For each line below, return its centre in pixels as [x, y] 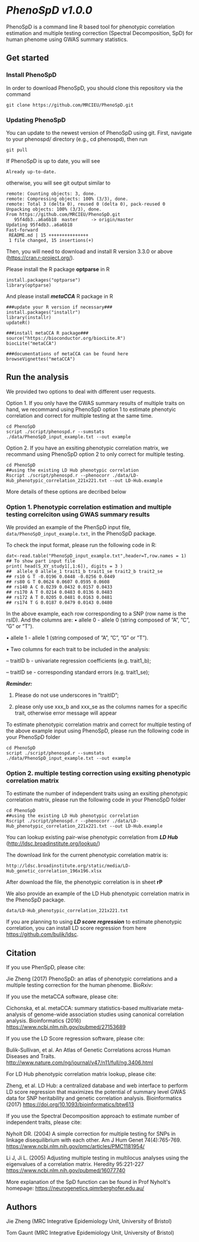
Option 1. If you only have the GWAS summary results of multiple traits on [95, 403]
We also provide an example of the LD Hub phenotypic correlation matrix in [98, 894]
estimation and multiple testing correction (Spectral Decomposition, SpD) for [99, 33]
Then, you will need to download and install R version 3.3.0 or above [89, 251]
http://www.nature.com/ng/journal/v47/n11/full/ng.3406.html [80, 1063]
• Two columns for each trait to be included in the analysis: [78, 649]
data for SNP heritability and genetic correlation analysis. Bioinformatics [94, 1098]
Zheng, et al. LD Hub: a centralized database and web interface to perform [97, 1085]
